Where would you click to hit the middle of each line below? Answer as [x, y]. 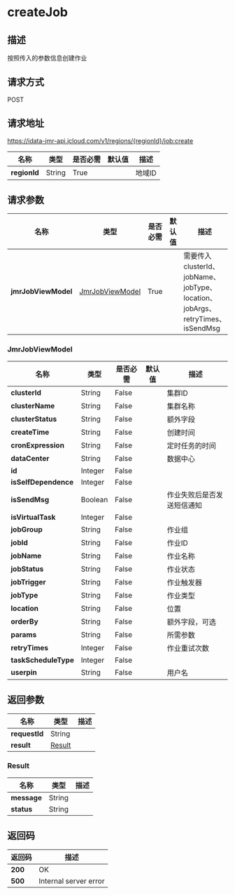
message [26, 798]
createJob [38, 12]
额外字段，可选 [192, 621]
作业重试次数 [188, 648]
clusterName [33, 405]
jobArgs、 [200, 309]
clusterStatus [34, 419]
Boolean [94, 499]
